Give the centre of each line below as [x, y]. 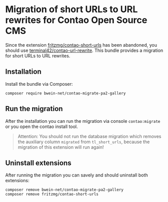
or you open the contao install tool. [42, 126]
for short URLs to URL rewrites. [38, 56]
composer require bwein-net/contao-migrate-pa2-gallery [65, 93]
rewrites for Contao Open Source [76, 20]
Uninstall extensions [39, 163]
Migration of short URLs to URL [72, 9]
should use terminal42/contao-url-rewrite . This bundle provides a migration [84, 50]
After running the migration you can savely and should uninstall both [77, 175]
